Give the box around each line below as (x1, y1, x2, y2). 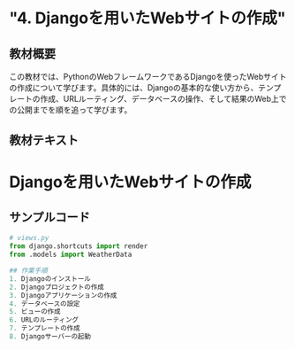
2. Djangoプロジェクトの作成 (9, 283, 104, 292)
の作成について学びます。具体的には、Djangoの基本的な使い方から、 (9, 82, 259, 93)
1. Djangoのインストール (9, 274, 91, 284)
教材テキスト (9, 133, 79, 148)
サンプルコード (9, 209, 90, 224)
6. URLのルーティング (9, 315, 79, 324)
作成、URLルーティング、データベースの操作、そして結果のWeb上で (39, 94, 287, 104)
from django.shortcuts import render (9, 242, 148, 251)
